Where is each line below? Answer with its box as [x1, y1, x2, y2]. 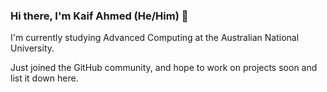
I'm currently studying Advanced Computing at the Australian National [10, 32, 300, 44]
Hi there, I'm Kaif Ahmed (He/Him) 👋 [10, 9, 189, 23]
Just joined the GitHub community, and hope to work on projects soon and [10, 62, 318, 74]
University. [10, 42, 55, 54]
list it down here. [10, 72, 79, 84]
